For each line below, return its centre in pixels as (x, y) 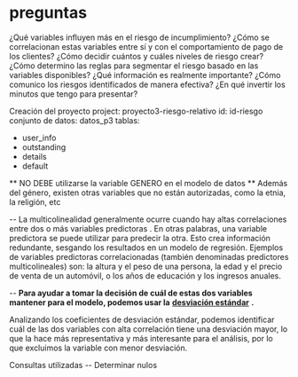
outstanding (44, 147)
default (35, 166)
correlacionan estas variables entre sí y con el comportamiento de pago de (146, 46)
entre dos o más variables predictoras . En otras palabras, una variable (138, 228)
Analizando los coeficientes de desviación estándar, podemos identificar (142, 319)
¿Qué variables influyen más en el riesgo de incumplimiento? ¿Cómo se (140, 37)
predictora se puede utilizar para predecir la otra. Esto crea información (140, 238)
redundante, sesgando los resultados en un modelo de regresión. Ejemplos (146, 247)
